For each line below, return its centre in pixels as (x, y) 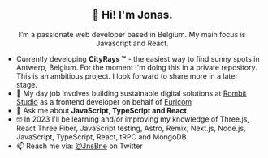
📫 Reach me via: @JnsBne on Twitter (80, 146)
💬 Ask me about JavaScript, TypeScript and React (101, 110)
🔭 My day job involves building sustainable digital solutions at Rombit (131, 93)
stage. (27, 84)
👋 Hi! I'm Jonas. (132, 15)
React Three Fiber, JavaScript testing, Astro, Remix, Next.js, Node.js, (131, 128)
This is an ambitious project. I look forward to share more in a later (127, 76)
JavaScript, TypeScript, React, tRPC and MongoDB (101, 137)
